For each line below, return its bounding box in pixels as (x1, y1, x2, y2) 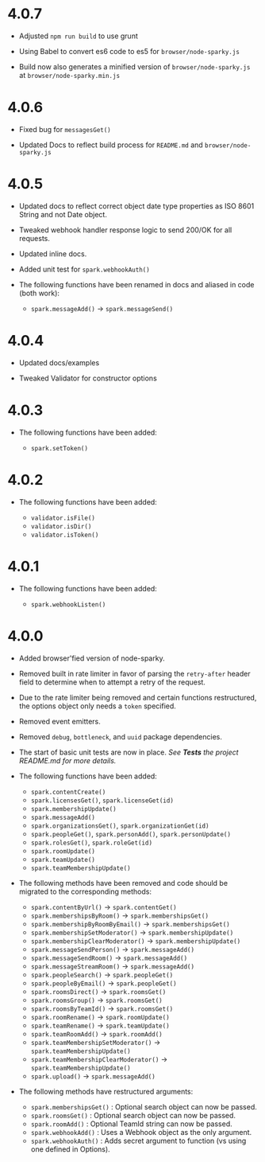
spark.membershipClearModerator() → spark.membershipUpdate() (30, 936, 241, 946)
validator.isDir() (30, 522, 92, 530)
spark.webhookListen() (30, 600, 106, 609)
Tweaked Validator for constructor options (18, 373, 158, 383)
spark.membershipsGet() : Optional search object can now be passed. (30, 1102, 257, 1111)
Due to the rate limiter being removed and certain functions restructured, (18, 692, 257, 702)
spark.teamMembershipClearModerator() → (30, 1054, 168, 1063)
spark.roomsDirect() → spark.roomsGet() (30, 986, 167, 996)
